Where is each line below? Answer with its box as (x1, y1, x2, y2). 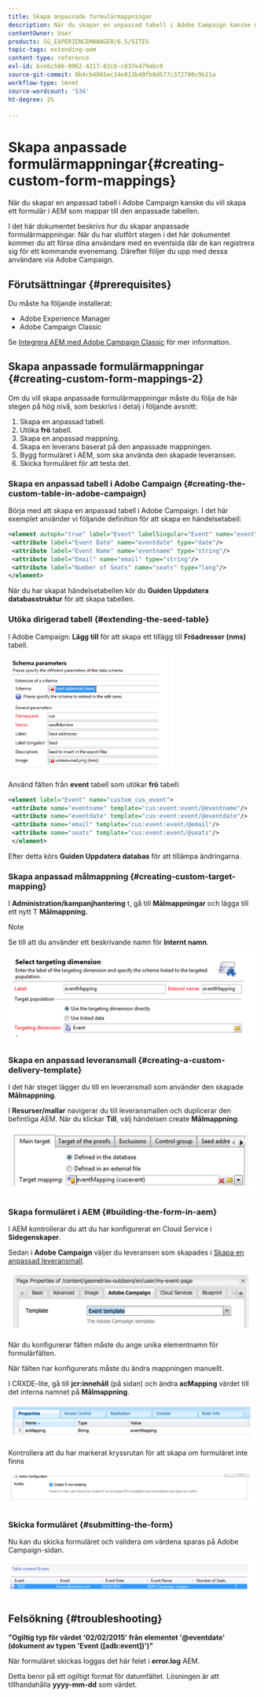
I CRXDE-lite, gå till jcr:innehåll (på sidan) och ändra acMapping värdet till (8, 1379, 249, 1388)
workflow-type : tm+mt (8, 79, 79, 86)
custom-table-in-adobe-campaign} (8, 488, 147, 499)
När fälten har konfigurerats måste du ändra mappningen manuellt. (8, 1364, 224, 1373)
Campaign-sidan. (8, 1545, 64, 1555)
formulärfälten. (8, 1348, 57, 1358)
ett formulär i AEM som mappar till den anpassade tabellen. (8, 207, 200, 216)
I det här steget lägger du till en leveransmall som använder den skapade (8, 1083, 244, 1092)
